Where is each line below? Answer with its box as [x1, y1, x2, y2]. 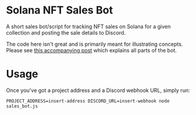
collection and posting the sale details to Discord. [6, 29, 126, 36]
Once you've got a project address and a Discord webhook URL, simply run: [6, 86, 190, 94]
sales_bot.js [6, 103, 38, 109]
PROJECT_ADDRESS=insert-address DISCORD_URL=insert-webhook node [6, 98, 170, 104]
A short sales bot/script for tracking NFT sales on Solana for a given [6, 23, 171, 30]
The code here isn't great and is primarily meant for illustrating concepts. [6, 40, 184, 48]
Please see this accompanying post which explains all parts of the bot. [6, 46, 177, 53]
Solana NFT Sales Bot [6, 4, 113, 17]
